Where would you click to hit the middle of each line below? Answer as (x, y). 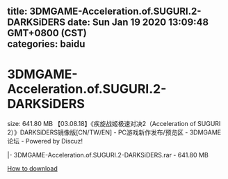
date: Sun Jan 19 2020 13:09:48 (138, 23)
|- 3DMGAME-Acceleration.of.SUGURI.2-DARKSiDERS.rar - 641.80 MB (108, 155)
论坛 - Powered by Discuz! (45, 141)
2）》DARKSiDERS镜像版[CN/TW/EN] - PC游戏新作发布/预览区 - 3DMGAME (114, 132)
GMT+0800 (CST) (47, 33)
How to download (32, 169)
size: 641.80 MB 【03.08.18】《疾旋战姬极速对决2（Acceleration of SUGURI (114, 124)
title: (17, 11)
